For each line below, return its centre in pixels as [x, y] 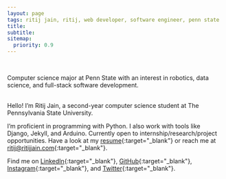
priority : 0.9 [33, 45]
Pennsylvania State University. [50, 113]
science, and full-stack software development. [73, 85]
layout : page [26, 13]
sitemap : [20, 39]
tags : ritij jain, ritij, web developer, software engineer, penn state [113, 20]
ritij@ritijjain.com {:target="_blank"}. [57, 148]
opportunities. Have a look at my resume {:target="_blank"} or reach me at [112, 140]
